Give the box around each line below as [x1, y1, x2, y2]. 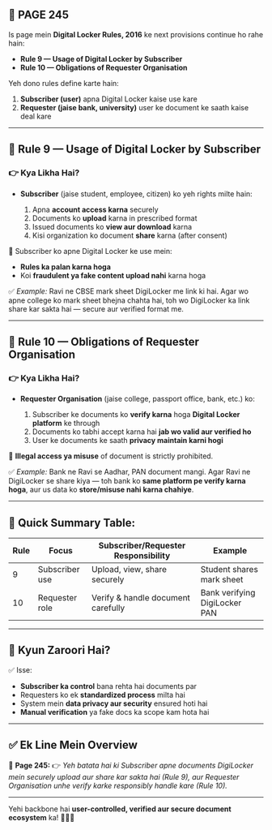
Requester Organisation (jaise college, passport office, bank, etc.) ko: [19, 394, 255, 404]
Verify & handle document [91, 592, 190, 603]
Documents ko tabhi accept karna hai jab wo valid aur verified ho [32, 427, 252, 437]
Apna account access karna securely [32, 204, 159, 214]
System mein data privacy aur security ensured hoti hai [19, 699, 208, 708]
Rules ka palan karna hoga [19, 261, 112, 272]
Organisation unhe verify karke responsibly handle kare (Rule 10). [8, 781, 228, 790]
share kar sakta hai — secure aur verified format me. [8, 303, 185, 313]
